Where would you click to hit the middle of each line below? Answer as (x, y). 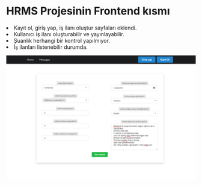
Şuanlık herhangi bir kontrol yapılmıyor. (62, 40)
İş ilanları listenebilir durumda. (51, 47)
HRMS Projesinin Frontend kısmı (88, 11)
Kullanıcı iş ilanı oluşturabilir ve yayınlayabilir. (69, 34)
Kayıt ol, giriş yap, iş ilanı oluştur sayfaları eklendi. (75, 28)
